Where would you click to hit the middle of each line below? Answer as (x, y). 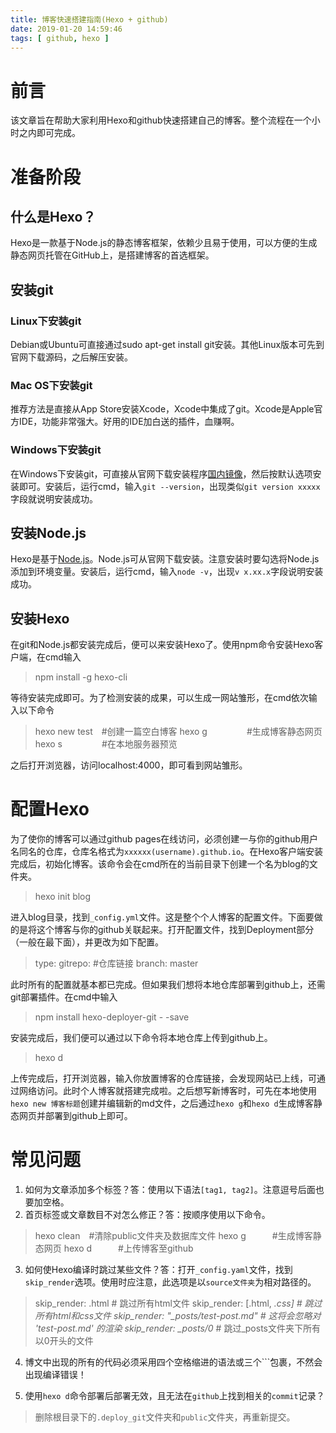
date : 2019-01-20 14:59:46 (66, 29)
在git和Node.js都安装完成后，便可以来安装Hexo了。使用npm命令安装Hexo (162, 645)
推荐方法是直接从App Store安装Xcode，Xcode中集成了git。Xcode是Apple (162, 409)
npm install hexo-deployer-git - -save (112, 1017)
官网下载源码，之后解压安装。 (71, 357)
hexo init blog (63, 897)
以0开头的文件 (64, 1341)
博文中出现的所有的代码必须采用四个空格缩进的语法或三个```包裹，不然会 (173, 1362)
